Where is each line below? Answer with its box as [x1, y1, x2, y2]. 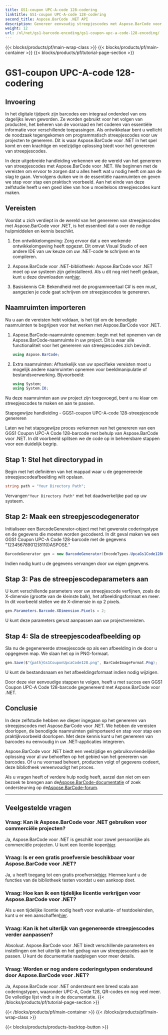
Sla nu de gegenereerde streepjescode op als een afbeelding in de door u [5, 645, 157, 651]
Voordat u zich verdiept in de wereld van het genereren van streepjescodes [5, 217, 160, 223]
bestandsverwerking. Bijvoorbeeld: [12, 371, 85, 377]
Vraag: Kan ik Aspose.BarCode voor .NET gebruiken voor [5, 818, 147, 825]
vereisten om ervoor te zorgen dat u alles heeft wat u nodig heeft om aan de [5, 168, 162, 174]
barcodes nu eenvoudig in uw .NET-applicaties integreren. [5, 738, 125, 744]
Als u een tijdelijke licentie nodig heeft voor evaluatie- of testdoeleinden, [5, 907, 154, 913]
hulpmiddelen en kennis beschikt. [5, 228, 74, 234]
